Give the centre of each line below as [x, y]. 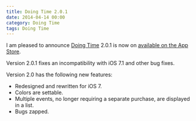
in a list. [24, 106]
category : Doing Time [33, 23]
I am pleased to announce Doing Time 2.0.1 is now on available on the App [97, 45]
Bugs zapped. [32, 111]
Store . [14, 52]
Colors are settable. [39, 92]
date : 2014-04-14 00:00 [36, 17]
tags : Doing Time [28, 28]
